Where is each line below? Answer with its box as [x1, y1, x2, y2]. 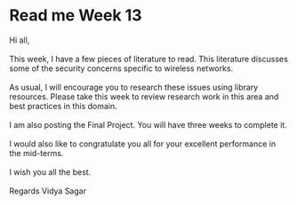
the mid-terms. [9, 147, 64, 158]
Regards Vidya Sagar [9, 185, 87, 196]
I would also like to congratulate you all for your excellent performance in [9, 138, 277, 149]
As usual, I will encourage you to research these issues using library [9, 82, 259, 92]
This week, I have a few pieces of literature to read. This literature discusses [9, 53, 289, 64]
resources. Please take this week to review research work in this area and [9, 91, 279, 102]
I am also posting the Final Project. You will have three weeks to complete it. [9, 119, 287, 130]
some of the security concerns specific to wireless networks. [9, 63, 234, 74]
